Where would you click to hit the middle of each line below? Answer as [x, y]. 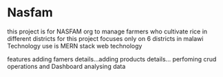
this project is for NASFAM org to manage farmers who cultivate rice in [107, 31]
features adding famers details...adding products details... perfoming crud [112, 59]
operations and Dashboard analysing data [66, 66]
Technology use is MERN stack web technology [75, 46]
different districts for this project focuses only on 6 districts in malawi [105, 38]
